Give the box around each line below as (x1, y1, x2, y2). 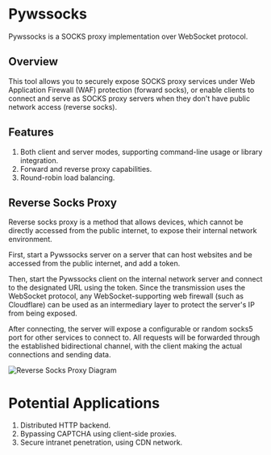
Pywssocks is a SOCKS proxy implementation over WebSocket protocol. (8, 31, 248, 41)
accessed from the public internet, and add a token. (8, 259, 181, 269)
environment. (8, 235, 52, 244)
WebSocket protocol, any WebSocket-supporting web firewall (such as (8, 291, 244, 301)
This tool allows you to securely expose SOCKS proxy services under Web (8, 76, 256, 86)
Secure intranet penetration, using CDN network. (19, 437, 183, 448)
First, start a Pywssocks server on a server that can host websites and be (8, 250, 252, 260)
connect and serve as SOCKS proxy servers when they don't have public (8, 94, 251, 103)
